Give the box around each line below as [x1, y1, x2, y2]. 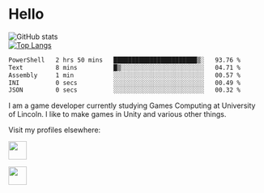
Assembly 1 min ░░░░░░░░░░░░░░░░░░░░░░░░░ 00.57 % [8, 71, 241, 79]
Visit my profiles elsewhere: [8, 125, 101, 135]
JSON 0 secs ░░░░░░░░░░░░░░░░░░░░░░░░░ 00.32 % [8, 86, 241, 94]
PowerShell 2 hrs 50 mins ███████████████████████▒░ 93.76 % [8, 56, 241, 64]
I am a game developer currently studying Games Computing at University [8, 101, 256, 110]
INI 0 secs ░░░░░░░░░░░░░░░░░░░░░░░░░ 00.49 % [8, 79, 241, 87]
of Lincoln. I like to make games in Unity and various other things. [8, 109, 227, 119]
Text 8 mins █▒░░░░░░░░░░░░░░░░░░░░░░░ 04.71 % [8, 63, 241, 71]
